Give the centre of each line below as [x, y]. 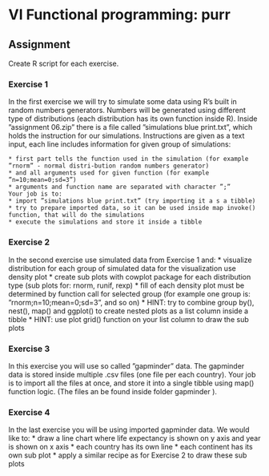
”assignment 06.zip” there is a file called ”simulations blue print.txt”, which [130, 127]
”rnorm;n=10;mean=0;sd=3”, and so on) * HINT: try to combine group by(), [131, 302]
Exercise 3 [29, 349]
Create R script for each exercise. [64, 63]
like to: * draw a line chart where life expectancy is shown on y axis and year [134, 438]
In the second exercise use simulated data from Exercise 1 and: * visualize [130, 260]
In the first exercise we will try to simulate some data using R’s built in [123, 102]
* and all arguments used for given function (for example [109, 173]
